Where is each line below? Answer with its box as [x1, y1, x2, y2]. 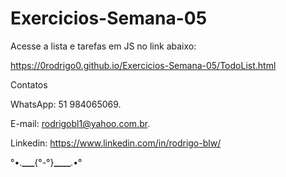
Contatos [10, 78, 48, 91]
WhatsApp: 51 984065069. [10, 98, 122, 110]
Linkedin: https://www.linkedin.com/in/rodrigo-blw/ [10, 137, 222, 149]
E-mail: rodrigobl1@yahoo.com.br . [10, 117, 151, 129]
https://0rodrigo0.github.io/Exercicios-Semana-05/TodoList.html [10, 59, 277, 71]
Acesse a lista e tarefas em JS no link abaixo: [10, 40, 197, 52]
